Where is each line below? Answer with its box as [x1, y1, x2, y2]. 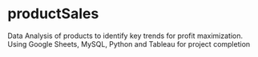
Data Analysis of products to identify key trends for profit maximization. [7, 31, 244, 40]
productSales [7, 5, 99, 23]
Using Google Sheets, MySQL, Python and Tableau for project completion [7, 39, 251, 48]
